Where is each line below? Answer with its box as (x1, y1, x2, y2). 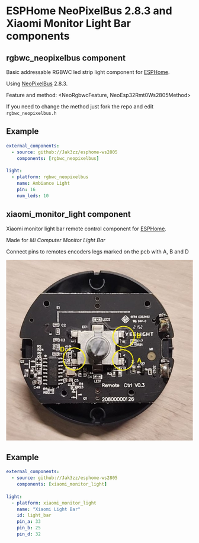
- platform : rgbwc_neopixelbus (11, 174, 89, 180)
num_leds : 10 (17, 192, 49, 199)
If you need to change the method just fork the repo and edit (6, 103, 154, 110)
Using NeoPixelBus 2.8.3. (6, 80, 68, 87)
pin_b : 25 (17, 525, 41, 531)
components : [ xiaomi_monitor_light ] (17, 481, 108, 487)
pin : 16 (17, 187, 36, 192)
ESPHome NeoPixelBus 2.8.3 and (6, 4, 173, 18)
